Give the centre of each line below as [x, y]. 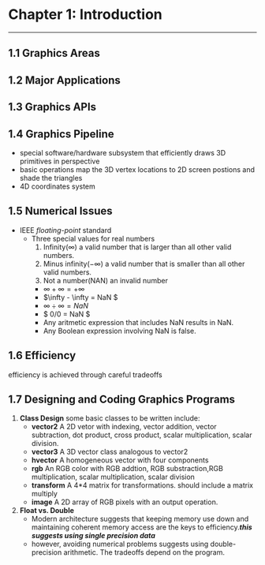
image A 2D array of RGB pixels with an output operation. [125, 502]
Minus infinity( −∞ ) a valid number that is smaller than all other [144, 264]
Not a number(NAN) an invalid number [105, 280]
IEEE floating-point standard [65, 230]
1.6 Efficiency [42, 355]
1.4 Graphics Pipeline [61, 134]
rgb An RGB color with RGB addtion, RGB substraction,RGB [127, 469]
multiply [44, 494]
